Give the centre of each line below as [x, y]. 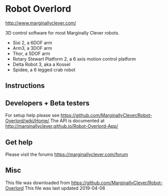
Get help [19, 142]
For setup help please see [32, 116]
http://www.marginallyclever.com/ [41, 23]
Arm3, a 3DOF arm [32, 48]
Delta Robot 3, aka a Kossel [41, 64]
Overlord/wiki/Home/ [27, 121]
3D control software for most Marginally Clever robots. [62, 33]
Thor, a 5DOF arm [31, 53]
